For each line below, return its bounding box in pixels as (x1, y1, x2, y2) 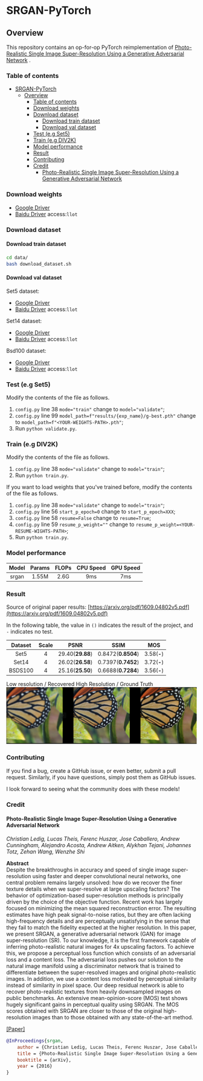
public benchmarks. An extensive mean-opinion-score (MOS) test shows (6, 994, 188, 1001)
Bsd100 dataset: (6, 347, 47, 354)
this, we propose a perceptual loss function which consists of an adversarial (6, 949, 196, 957)
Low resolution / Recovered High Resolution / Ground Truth (6, 680, 153, 687)
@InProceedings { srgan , (6, 1038, 63, 1044)
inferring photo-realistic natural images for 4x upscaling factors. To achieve (6, 943, 195, 950)
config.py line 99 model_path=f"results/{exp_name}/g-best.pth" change (14, 412, 196, 419)
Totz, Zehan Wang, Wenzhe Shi (6, 848, 85, 855)
